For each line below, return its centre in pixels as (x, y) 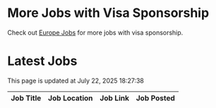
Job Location (71, 98)
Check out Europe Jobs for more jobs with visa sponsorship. (95, 32)
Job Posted (155, 98)
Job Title (26, 98)
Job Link (114, 98)
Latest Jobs (42, 61)
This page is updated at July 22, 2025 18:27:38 (76, 80)
